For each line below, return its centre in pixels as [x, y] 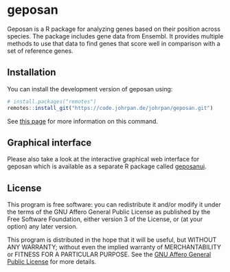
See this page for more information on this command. [83, 121]
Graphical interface [49, 143]
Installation [32, 72]
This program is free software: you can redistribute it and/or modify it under [114, 205]
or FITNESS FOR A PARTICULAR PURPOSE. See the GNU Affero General [109, 254]
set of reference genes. [40, 51]
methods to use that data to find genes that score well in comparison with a [114, 43]
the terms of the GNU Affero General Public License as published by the [109, 212]
